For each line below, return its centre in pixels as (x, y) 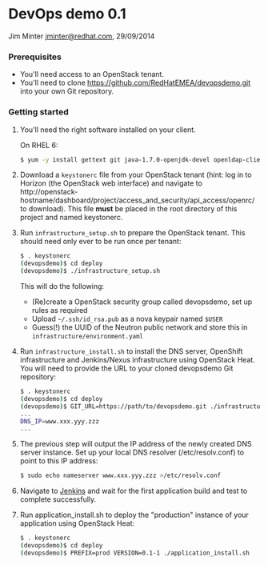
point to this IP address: (59, 461)
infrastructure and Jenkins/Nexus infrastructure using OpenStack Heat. (138, 360)
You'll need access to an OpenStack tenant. (92, 74)
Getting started (39, 112)
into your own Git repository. (67, 91)
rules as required (60, 311)
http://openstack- (49, 192)
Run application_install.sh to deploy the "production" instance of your (134, 515)
